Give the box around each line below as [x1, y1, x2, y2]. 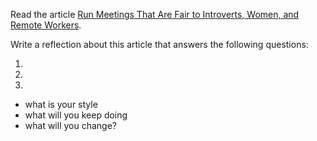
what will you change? [24, 120, 117, 131]
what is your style [24, 99, 98, 110]
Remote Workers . [10, 19, 82, 31]
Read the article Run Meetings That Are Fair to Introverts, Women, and [10, 9, 300, 20]
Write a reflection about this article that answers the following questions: [10, 39, 309, 50]
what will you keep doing [24, 109, 128, 121]
